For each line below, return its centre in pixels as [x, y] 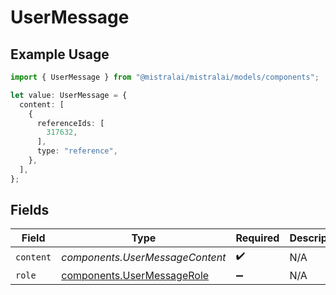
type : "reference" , [77, 151]
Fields [30, 210]
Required [257, 238]
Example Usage [60, 54]
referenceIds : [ [70, 123]
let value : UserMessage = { [69, 95]
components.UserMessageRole [135, 276]
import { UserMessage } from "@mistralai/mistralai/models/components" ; [165, 77]
